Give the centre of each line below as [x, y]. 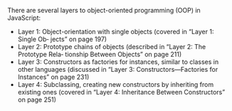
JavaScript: [24, 18]
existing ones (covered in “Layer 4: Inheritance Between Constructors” [121, 92]
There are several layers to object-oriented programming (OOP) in [104, 10]
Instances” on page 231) [53, 77]
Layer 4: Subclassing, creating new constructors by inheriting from [116, 84]
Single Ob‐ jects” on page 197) [62, 39]
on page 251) [37, 100]
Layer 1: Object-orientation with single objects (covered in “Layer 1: [116, 32]
